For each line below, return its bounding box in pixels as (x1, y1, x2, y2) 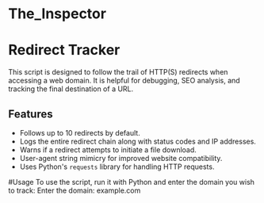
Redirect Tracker (8, 41, 121, 59)
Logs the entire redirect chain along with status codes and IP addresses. (19, 136, 256, 146)
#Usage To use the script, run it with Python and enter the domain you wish (8, 177, 255, 186)
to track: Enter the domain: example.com (8, 186, 141, 195)
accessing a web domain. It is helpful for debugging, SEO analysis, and (8, 76, 240, 86)
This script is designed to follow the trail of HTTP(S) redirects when (8, 67, 228, 77)
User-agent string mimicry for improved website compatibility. (19, 153, 223, 163)
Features (8, 107, 53, 121)
